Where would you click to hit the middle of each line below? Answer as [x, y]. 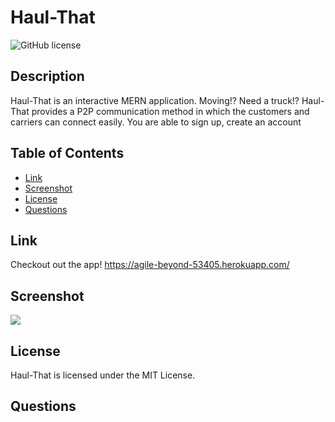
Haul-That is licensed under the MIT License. [103, 375]
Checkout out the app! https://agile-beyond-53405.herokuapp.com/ [150, 265]
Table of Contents [67, 153]
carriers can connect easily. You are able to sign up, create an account [156, 122]
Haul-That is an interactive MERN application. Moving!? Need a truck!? [155, 100]
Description [47, 76]
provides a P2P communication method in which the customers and [170, 111]
